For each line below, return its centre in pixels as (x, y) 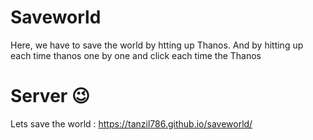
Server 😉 (50, 96)
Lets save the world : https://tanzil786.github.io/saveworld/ (131, 123)
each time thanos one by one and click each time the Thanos (136, 55)
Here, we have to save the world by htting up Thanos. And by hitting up (157, 45)
